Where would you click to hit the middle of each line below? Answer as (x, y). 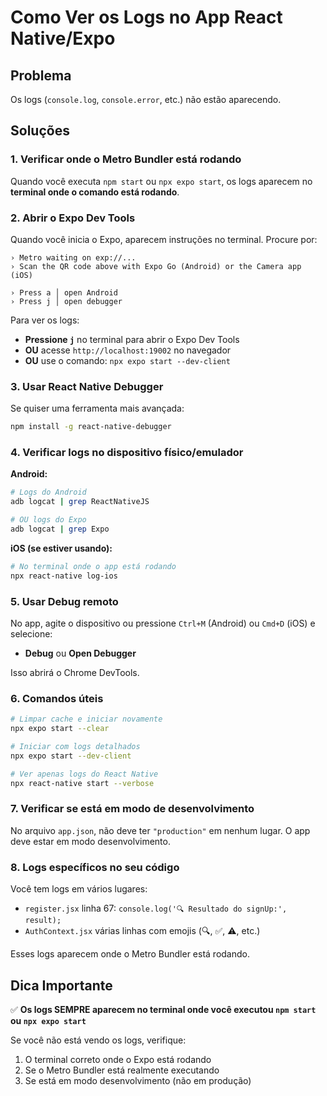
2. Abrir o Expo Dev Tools (73, 218)
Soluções (40, 131)
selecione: (31, 634)
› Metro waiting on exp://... (73, 257)
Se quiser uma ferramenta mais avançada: (97, 408)
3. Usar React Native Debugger (87, 386)
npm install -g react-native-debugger (91, 427)
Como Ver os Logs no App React (146, 17)
